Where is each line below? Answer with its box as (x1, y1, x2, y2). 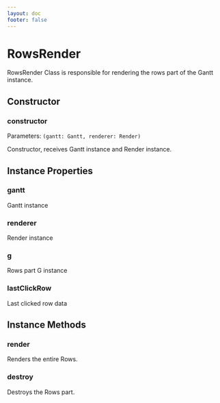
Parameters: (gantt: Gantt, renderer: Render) (7, 132, 141, 141)
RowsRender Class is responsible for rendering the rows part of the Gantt (7, 69, 214, 77)
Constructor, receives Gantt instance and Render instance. (7, 145, 172, 154)
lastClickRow (7, 284, 52, 293)
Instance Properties (7, 165, 94, 177)
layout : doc (7, 10, 41, 17)
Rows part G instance (7, 267, 68, 275)
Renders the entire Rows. (7, 355, 78, 363)
